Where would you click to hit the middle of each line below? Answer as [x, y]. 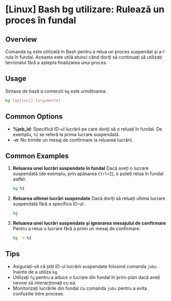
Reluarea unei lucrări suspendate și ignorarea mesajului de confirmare [89, 223]
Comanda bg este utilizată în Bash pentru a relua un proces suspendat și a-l [85, 52]
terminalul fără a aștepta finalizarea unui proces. [56, 62]
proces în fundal [41, 20]
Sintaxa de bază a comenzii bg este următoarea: [56, 91]
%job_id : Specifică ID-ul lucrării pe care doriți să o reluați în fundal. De [88, 129]
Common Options [34, 117]
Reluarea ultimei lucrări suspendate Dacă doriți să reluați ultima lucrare [89, 198]
